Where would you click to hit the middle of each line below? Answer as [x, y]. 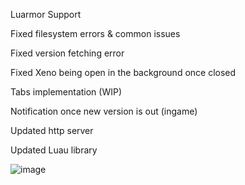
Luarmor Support [46, 14]
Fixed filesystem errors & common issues [95, 33]
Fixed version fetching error [67, 53]
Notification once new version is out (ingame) [104, 111]
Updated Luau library [54, 150]
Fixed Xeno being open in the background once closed [123, 72]
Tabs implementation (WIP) [66, 92]
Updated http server [52, 130]
